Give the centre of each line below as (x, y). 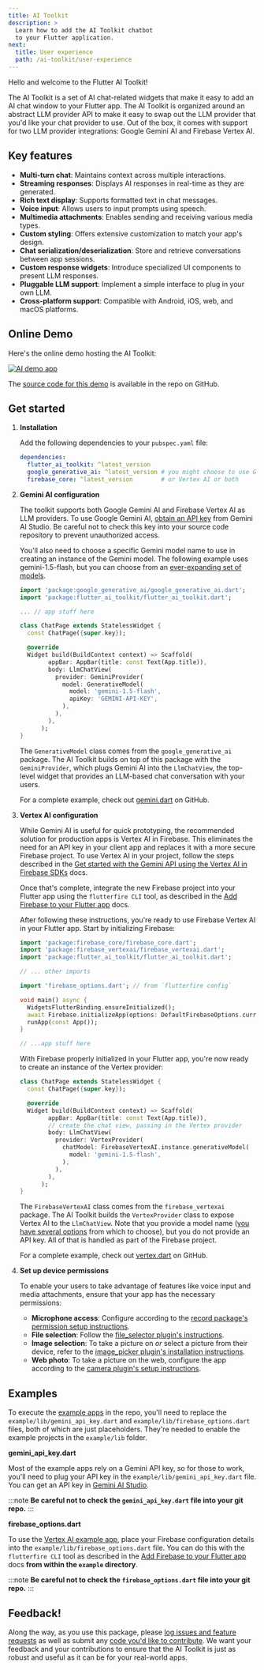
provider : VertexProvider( (99, 1140)
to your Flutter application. (65, 38)
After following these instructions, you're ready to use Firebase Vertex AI (138, 920)
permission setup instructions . (80, 1327)
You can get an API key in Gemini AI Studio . (79, 1485)
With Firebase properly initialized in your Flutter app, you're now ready (134, 1059)
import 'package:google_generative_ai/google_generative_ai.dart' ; (132, 590)
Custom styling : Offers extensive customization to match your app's (131, 233)
